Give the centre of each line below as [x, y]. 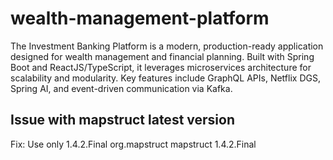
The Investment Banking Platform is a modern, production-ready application [167, 46]
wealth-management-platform [140, 18]
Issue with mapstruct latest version [122, 120]
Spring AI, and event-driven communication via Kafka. [121, 88]
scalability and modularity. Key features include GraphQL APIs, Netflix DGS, [165, 78]
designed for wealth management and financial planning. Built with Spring [162, 56]
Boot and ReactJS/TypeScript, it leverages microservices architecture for [161, 67]
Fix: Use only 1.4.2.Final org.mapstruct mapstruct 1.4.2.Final [133, 144]
